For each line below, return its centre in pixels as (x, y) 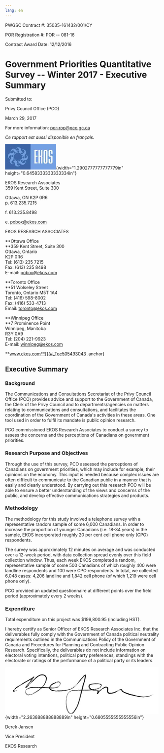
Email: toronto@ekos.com (31, 308)
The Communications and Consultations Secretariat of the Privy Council (78, 394)
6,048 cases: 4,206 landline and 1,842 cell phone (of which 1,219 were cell (81, 576)
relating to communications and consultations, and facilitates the (71, 410)
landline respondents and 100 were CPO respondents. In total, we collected (82, 570)
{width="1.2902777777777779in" (90, 167)
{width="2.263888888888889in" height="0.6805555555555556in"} (75, 717)
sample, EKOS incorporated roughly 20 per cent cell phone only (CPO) (77, 535)
